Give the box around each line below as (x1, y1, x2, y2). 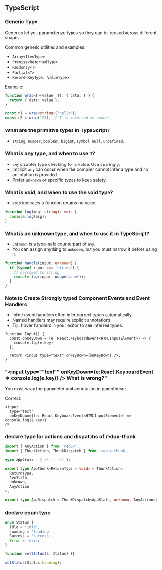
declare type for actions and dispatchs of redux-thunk (5, 433, 136, 440)
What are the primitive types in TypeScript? (5, 127, 110, 133)
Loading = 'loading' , (9, 529, 54, 534)
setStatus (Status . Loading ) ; (5, 560, 62, 565)
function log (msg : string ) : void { (5, 209, 77, 214)
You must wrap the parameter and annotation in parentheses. (5, 386, 128, 391)
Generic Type (5, 18, 38, 25)
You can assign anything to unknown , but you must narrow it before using (12, 246, 157, 252)
